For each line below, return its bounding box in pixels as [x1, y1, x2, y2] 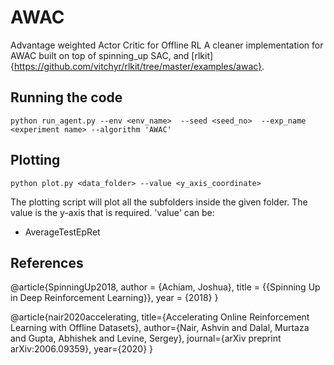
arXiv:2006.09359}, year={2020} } [10, 343, 154, 355]
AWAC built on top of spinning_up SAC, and [10, 49, 190, 61]
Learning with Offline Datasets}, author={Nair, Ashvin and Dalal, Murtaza [10, 322, 310, 334]
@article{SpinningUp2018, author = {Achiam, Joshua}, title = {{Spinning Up [10, 281, 321, 293]
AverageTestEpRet [24, 226, 101, 238]
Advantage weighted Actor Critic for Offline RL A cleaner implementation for [10, 39, 324, 51]
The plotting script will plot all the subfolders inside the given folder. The [10, 196, 308, 208]
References [10, 254, 84, 271]
